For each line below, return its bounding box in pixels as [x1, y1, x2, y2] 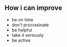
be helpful [11, 27, 32, 33]
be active [11, 37, 31, 43]
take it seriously [11, 32, 44, 38]
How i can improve [4, 4, 62, 12]
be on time [11, 16, 34, 22]
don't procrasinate [11, 22, 49, 28]
